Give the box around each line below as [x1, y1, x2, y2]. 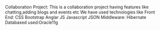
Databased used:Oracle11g [5, 19, 58, 25]
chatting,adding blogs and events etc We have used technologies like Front [5, 9, 155, 15]
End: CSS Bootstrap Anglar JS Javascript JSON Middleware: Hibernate [5, 15, 146, 20]
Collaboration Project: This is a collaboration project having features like [5, 4, 149, 10]
